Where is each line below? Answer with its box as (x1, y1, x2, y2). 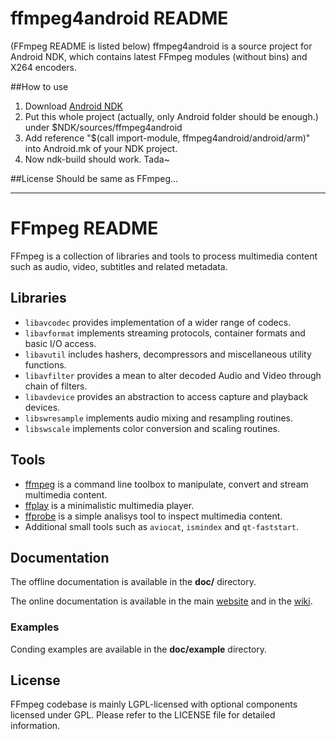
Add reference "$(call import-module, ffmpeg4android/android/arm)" (24, 132, 311, 144)
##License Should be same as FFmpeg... (10, 172, 179, 184)
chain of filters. (24, 380, 88, 392)
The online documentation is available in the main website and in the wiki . (10, 595, 313, 607)
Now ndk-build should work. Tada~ (24, 153, 170, 165)
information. (10, 720, 61, 732)
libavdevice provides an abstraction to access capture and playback (24, 390, 309, 402)
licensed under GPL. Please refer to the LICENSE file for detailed (10, 709, 276, 721)
